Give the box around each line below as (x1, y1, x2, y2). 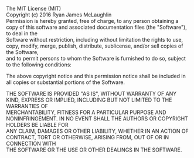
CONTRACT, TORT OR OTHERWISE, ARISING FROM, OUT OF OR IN (6, 134, 169, 140)
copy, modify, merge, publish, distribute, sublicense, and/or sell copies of (6, 42, 183, 49)
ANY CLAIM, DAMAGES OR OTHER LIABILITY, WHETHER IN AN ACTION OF (6, 127, 189, 135)
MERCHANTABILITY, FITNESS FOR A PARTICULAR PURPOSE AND (6, 109, 166, 116)
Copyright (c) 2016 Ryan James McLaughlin (6, 11, 112, 18)
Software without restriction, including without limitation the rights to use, (6, 36, 183, 43)
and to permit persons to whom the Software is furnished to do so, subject (6, 55, 186, 62)
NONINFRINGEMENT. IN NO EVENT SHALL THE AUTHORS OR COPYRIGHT (6, 115, 189, 122)
